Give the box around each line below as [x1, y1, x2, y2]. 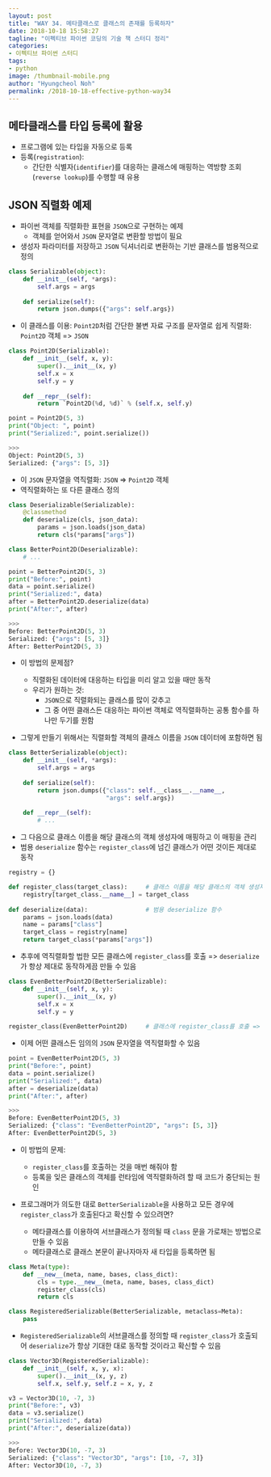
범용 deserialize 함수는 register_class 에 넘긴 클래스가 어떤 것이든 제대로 [19, 842, 256, 852]
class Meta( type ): [8, 1263, 70, 1271]
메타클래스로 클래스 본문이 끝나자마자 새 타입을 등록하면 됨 [31, 1247, 216, 1256]
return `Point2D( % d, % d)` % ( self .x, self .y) [37, 399, 194, 408]
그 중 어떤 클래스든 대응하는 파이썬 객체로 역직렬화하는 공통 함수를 [44, 705, 252, 715]
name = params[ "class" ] [23, 921, 103, 929]
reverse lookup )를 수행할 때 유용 [35, 172, 140, 182]
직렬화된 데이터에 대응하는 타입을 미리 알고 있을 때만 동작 [31, 675, 211, 685]
